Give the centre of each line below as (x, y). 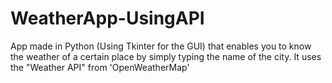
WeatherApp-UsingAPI (107, 18)
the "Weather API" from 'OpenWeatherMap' (100, 67)
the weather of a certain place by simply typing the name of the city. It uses (166, 56)
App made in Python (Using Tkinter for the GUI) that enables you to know (161, 46)
